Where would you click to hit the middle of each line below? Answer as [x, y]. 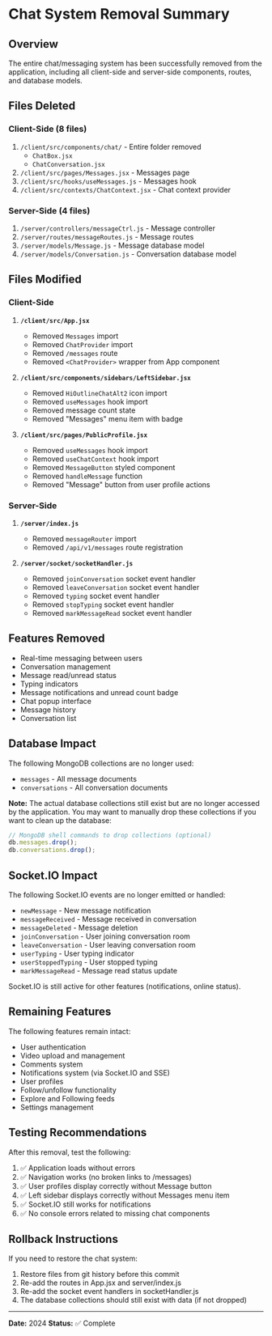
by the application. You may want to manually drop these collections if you [132, 812]
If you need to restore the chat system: [73, 1258]
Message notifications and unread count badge [99, 692]
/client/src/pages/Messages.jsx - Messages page [105, 172]
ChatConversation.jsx [68, 164]
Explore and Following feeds [67, 1098]
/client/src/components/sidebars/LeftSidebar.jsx [106, 378]
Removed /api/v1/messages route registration [108, 547]
